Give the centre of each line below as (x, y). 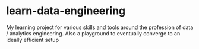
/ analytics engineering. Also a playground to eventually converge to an (93, 33)
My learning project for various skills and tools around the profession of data (100, 27)
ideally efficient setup (33, 40)
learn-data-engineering (66, 11)
